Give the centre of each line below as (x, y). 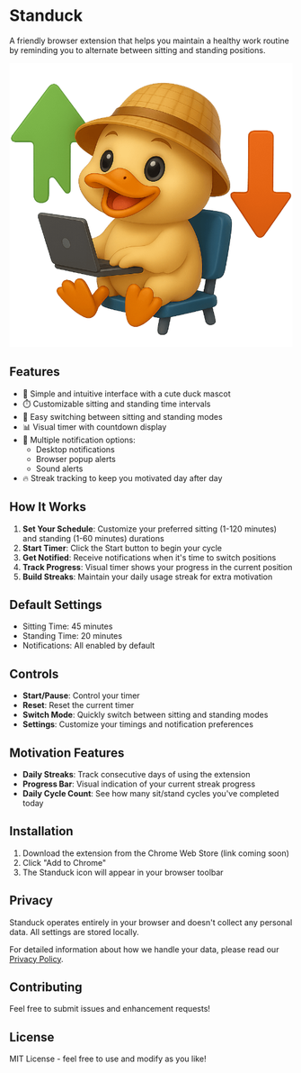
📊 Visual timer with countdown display (94, 427)
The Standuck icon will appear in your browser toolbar (123, 872)
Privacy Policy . (36, 959)
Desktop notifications (75, 449)
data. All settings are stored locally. (74, 932)
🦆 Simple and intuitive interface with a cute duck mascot (126, 394)
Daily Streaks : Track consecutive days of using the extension (136, 774)
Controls (34, 673)
